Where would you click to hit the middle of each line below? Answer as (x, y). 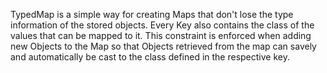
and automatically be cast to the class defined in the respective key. (150, 57)
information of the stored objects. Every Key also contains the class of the (162, 25)
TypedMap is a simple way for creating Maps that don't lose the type (152, 14)
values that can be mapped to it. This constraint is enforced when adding (161, 35)
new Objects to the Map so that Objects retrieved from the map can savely (163, 46)
